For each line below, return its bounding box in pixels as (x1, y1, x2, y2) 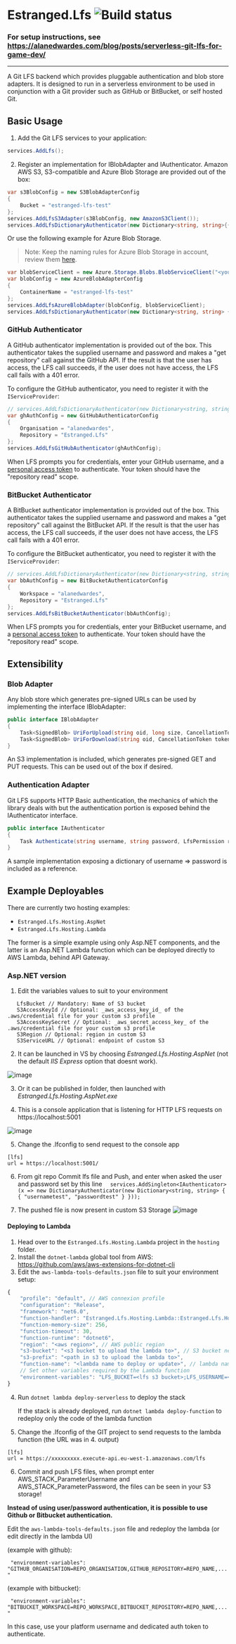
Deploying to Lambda (7, 1222, 71, 1230)
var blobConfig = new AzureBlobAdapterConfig (7, 275, 143, 283)
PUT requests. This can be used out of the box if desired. (7, 762, 173, 771)
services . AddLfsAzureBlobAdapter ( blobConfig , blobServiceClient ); (7, 301, 206, 309)
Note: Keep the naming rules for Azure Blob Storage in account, (24, 248, 209, 256)
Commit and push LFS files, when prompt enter (17, 1467, 155, 1476)
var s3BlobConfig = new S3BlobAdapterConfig (7, 189, 140, 196)
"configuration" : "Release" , (20, 1302, 105, 1309)
